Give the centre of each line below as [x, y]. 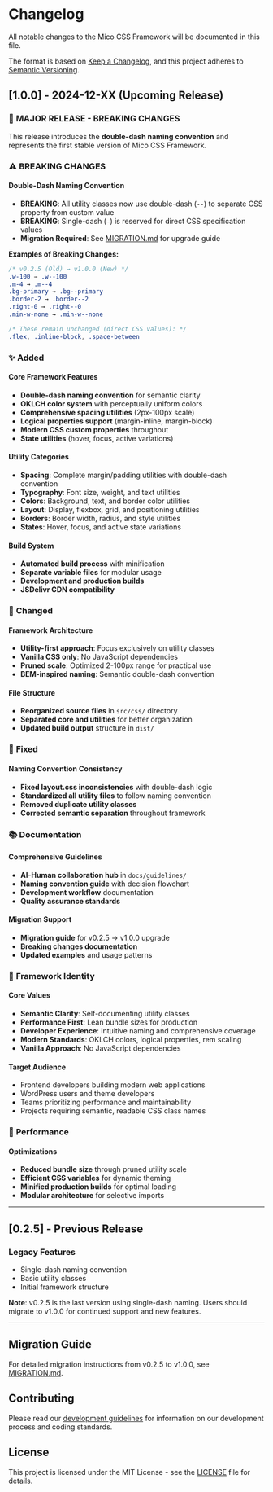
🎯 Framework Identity [52, 976]
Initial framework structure [65, 1287]
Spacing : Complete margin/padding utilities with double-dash [123, 475]
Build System [31, 546]
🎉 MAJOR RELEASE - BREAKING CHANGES [94, 119]
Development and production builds [82, 581]
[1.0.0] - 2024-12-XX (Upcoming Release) [116, 96]
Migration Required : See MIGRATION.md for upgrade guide [120, 238]
